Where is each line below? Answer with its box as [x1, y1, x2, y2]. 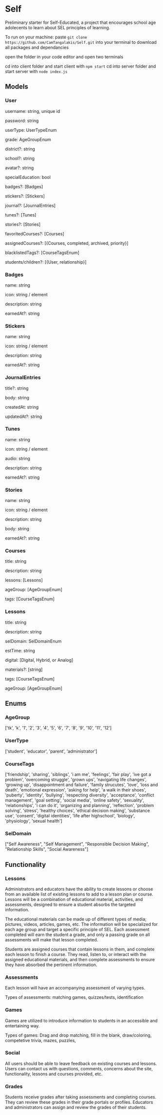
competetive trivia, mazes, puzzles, [5, 1037, 76, 1043]
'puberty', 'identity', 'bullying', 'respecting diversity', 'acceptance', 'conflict [5, 792, 154, 798]
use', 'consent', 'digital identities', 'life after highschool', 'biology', [5, 812, 135, 818]
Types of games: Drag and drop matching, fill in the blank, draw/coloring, [5, 1032, 152, 1038]
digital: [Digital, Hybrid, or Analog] [5, 657, 73, 663]
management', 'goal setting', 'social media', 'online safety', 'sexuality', [5, 797, 145, 803]
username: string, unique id [5, 108, 60, 114]
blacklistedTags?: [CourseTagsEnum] [5, 250, 79, 255]
